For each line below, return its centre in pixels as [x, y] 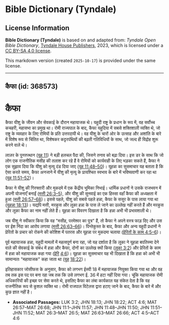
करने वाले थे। [16, 145]
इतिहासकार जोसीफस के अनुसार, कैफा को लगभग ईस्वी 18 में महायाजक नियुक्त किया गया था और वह [84, 269]
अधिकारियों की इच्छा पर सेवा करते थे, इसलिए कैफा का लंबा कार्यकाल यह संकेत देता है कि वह [77, 281]
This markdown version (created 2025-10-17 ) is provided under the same [80, 61]
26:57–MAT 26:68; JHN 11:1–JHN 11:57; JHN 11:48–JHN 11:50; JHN [81, 308]
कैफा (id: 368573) [31, 87]
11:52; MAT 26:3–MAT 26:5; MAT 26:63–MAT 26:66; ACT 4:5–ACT [91, 313]
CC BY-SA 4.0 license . [28, 51]
